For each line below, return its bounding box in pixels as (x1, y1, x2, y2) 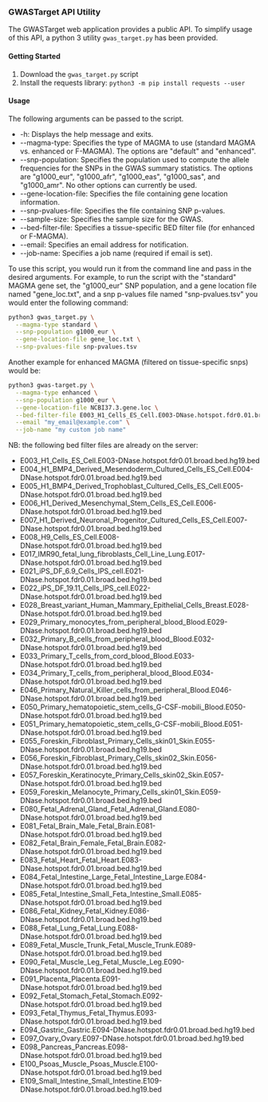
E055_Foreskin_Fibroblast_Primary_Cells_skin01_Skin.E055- (19, 737, 215, 746)
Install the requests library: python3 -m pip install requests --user (19, 78, 246, 87)
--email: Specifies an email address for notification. (19, 239, 189, 250)
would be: (8, 366, 41, 376)
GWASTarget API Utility (8, 6, 101, 18)
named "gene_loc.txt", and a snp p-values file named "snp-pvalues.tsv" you (8, 289, 258, 298)
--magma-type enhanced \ (15, 389, 98, 397)
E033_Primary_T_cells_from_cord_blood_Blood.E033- (19, 651, 195, 661)
